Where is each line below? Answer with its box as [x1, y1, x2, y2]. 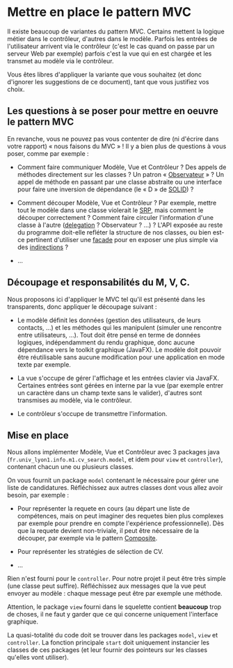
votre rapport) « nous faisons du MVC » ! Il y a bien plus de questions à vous [7, 142, 227, 150]
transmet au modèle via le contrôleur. [7, 56, 114, 65]
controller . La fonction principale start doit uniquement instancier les [7, 638, 210, 647]
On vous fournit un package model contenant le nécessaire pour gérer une [7, 476, 219, 484]
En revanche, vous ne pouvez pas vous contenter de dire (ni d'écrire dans [7, 134, 219, 143]
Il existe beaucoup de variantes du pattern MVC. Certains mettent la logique [7, 27, 225, 35]
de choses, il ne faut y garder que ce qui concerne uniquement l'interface [7, 610, 218, 619]
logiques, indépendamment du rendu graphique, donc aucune [17, 338, 195, 347]
